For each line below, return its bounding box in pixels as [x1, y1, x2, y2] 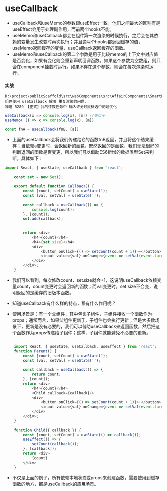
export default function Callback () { [14, 184, 94, 189]
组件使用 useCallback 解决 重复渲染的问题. [5, 99, 87, 104]
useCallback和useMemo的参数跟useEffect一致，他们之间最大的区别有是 [12, 20, 161, 26]
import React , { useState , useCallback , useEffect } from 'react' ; [14, 344, 157, 349]
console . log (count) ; [31, 207, 75, 212]
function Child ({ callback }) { [14, 428, 81, 433]
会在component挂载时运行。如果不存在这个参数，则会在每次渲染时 [12, 63, 149, 70]
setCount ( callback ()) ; [31, 442, 79, 447]
